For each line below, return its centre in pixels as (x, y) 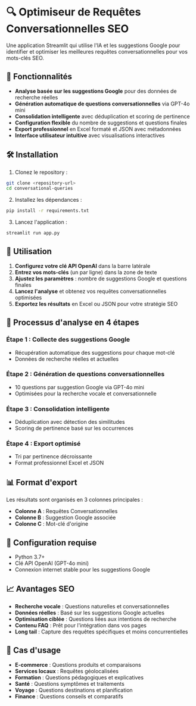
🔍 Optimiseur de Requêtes (74, 12)
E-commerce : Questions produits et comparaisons (78, 664)
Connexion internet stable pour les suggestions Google (83, 570)
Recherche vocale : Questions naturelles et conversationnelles (92, 606)
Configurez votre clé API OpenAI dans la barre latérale (83, 265)
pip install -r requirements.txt (48, 211)
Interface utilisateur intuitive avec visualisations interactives (90, 135)
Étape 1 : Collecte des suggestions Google (68, 339)
